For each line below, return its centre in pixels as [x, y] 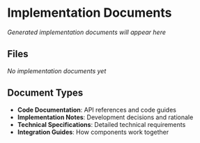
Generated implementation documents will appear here [86, 32]
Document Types [45, 93]
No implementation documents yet [57, 70]
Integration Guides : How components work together [93, 132]
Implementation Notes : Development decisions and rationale [105, 117]
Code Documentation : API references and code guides [97, 110]
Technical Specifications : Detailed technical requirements [101, 124]
